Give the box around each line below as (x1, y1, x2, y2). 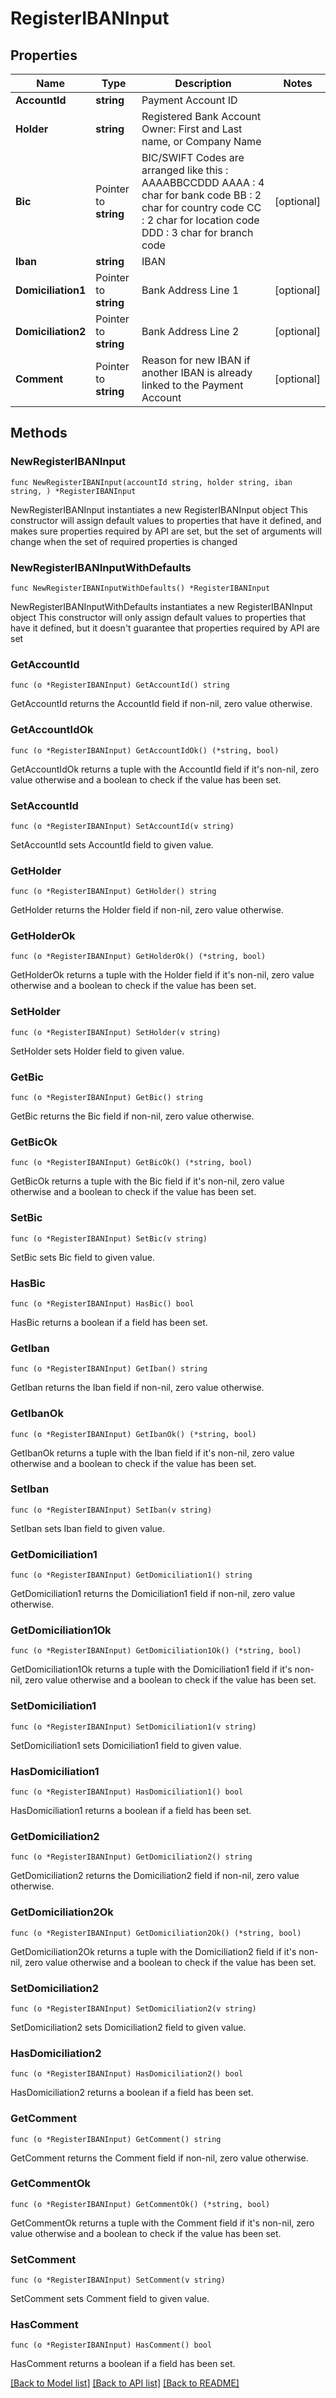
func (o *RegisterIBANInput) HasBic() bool (10, 1298, 195, 1309)
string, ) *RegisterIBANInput (10, 486, 137, 496)
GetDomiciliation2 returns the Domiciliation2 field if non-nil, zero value (10, 1870, 300, 1882)
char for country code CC (141, 201, 262, 214)
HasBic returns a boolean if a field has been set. (10, 1316, 208, 1328)
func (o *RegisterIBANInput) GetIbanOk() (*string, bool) (10, 1429, 257, 1439)
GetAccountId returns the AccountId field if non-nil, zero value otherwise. (10, 698, 313, 710)
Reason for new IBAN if (141, 353, 251, 367)
